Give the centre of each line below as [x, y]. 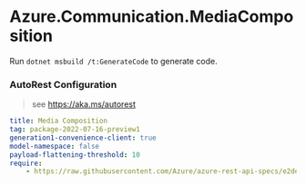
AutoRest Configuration [63, 84]
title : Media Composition [58, 121]
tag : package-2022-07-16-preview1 [75, 130]
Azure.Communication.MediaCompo [152, 17]
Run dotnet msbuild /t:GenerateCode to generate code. [113, 61]
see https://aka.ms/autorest [84, 104]
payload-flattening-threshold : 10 [75, 155]
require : [26, 163]
